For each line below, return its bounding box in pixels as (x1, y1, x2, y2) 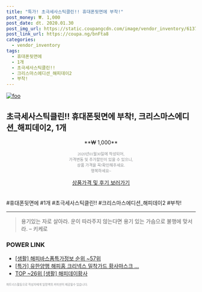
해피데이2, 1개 (17, 123, 67, 133)
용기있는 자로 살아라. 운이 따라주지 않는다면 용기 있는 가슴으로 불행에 (20, 217, 182, 225)
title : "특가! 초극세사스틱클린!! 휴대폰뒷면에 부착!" (6, 8, 124, 15)
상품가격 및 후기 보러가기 (72, 178, 130, 186)
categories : (6, 37, 36, 43)
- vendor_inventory (11, 43, 61, 49)
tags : (6, 48, 20, 54)
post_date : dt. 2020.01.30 (6, 20, 74, 26)
